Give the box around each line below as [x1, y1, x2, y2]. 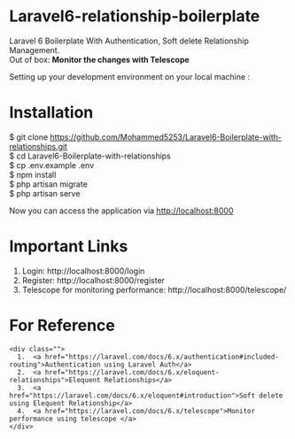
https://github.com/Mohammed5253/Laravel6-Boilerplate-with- [50, 131, 282, 142]
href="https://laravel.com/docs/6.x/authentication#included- [44, 352, 279, 361]
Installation [9, 103, 94, 123]
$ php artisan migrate [9, 179, 89, 189]
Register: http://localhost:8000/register [21, 274, 166, 285]
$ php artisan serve [9, 188, 81, 198]
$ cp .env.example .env [9, 159, 95, 170]
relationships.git [9, 141, 68, 151]
